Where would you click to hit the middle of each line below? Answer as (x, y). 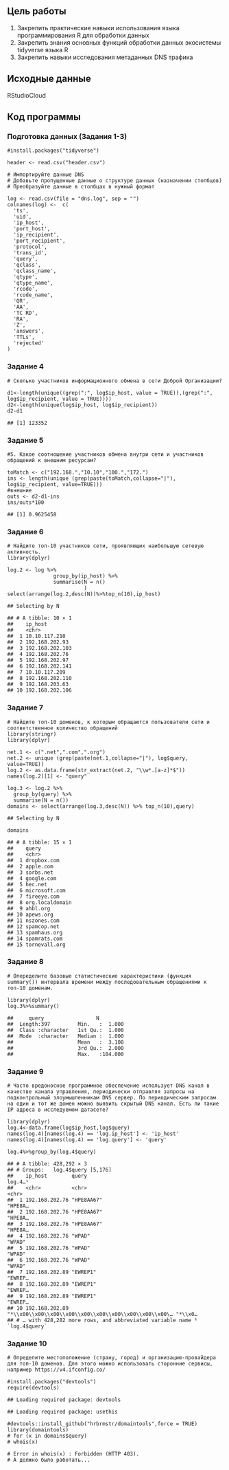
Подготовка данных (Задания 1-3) (67, 136)
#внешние (20, 490)
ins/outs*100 (26, 502)
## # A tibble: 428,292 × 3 (47, 1164)
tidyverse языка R (43, 50)
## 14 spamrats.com (35, 939)
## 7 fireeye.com (33, 897)
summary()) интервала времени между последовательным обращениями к (107, 982)
